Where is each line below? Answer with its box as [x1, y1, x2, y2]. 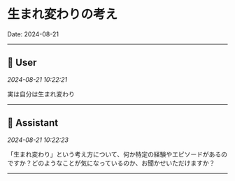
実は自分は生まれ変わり [7, 89, 75, 98]
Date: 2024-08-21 [7, 29, 59, 38]
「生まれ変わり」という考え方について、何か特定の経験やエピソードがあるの [7, 150, 227, 158]
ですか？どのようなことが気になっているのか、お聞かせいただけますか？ [7, 159, 215, 167]
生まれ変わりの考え [7, 6, 118, 22]
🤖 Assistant [7, 117, 58, 129]
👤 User [7, 57, 37, 68]
